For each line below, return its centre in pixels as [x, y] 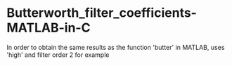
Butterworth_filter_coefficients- [102, 13]
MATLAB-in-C [49, 28]
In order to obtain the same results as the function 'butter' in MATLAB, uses [116, 47]
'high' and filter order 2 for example [58, 55]
